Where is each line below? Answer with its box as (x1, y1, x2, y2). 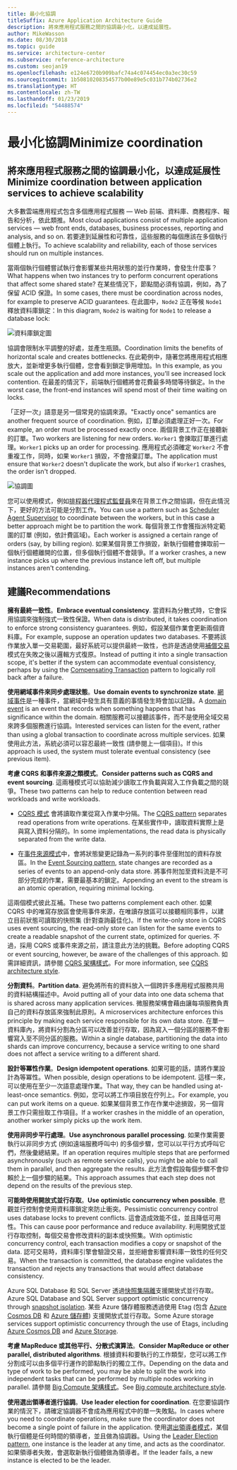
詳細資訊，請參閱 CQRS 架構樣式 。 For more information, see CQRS (13, 959, 209, 967)
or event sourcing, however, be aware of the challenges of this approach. (7, 949, 220, 958)
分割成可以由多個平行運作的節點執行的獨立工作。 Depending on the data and (7, 1359, 229, 1367)
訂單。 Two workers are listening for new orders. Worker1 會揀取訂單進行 (13, 434, 222, 442)
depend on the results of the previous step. (7, 1181, 133, 1189)
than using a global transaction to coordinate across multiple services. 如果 (7, 730, 226, 739)
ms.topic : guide (7, 43, 55, 50)
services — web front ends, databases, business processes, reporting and (7, 224, 224, 232)
